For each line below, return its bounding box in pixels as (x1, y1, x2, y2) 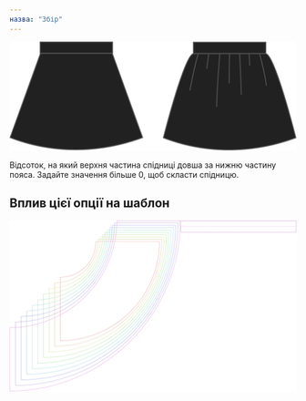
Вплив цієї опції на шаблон (9, 196, 170, 211)
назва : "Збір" (9, 15, 64, 24)
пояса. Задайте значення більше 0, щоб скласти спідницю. (9, 170, 240, 180)
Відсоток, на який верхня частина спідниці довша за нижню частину (9, 159, 277, 170)
